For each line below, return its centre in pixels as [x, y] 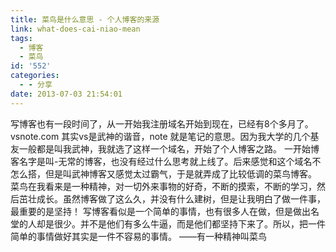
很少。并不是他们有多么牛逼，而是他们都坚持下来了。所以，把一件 [189, 223]
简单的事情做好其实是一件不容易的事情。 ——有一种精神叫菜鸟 [138, 236]
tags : [21, 38]
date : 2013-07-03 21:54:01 [66, 94]
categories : [35, 76]
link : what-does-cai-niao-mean [75, 29]
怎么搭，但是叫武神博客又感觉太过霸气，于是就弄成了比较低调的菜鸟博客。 [163, 173]
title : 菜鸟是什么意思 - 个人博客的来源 [85, 19]
